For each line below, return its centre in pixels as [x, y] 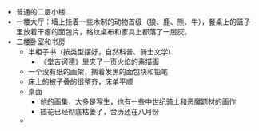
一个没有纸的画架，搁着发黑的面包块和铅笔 [98, 71]
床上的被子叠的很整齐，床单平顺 [80, 81]
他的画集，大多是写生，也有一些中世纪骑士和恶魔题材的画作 [138, 101]
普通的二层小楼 [40, 12]
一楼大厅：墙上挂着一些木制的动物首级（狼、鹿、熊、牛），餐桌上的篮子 [133, 22]
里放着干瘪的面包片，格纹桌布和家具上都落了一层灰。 [104, 32]
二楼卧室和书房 [40, 42]
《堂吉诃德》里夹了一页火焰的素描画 [100, 62]
